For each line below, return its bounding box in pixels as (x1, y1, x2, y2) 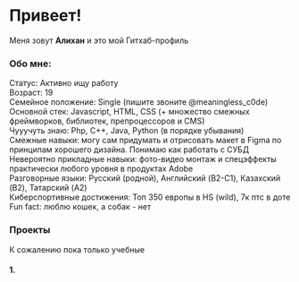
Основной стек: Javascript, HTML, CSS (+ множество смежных (9, 107, 250, 117)
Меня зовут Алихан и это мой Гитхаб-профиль (9, 35, 189, 46)
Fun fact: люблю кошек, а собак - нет (9, 201, 152, 212)
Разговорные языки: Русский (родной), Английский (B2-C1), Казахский (9, 173, 281, 184)
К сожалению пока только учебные (9, 244, 145, 255)
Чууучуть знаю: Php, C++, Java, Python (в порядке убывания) (9, 125, 245, 136)
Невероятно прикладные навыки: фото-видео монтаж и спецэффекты (9, 154, 277, 165)
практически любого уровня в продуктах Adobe (9, 163, 194, 175)
